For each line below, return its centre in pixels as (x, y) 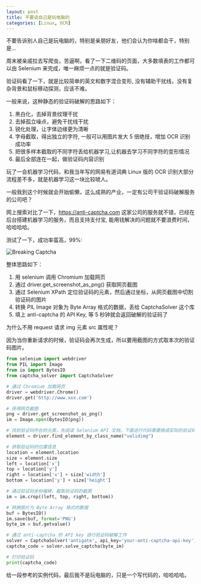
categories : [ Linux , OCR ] (38, 23)
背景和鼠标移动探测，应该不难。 (51, 89)
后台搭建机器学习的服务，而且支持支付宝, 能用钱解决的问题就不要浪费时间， (99, 220)
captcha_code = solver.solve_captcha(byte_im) (65, 546)
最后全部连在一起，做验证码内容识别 (60, 159)
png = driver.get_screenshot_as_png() (54, 414)
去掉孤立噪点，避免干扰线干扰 (51, 122)
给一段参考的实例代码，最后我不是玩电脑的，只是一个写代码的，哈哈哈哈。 (98, 575)
